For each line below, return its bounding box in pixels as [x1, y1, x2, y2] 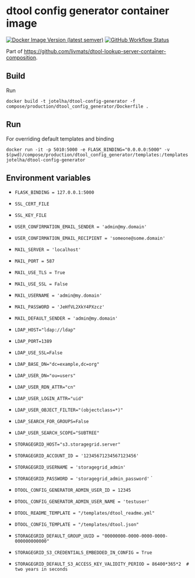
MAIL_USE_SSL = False [14, 281, 68, 287]
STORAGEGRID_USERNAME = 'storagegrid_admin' [14, 465, 126, 470]
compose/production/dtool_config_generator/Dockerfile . [6, 103, 149, 109]
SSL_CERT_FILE [14, 201, 49, 207]
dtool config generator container [6, 4, 170, 18]
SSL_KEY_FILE [14, 213, 47, 219]
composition [6, 54, 37, 61]
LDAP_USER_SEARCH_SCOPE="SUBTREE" [14, 430, 100, 436]
